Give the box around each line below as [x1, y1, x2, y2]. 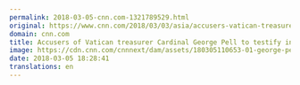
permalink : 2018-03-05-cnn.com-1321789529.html [9, 12, 190, 22]
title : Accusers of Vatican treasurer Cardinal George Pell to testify [9, 37, 281, 47]
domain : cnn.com [9, 29, 70, 38]
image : [9, 46, 34, 55]
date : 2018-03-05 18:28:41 [9, 54, 110, 63]
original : [9, 21, 46, 30]
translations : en [9, 63, 74, 72]
